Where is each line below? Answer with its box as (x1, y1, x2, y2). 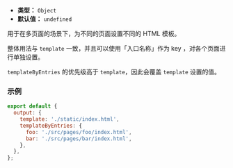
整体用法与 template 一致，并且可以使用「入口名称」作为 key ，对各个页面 (7, 44, 220, 52)
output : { (13, 110, 42, 117)
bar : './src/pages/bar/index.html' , (25, 135, 132, 142)
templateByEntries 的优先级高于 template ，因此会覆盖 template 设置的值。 (7, 68, 221, 76)
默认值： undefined (17, 15, 72, 23)
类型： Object (17, 6, 57, 14)
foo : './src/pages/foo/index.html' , (25, 128, 132, 135)
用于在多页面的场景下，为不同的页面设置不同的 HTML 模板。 (7, 30, 181, 37)
